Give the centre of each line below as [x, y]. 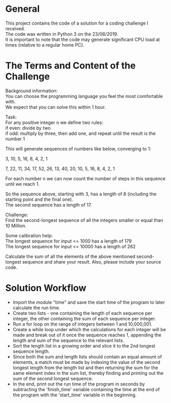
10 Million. [16, 226]
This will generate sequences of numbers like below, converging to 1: [78, 149]
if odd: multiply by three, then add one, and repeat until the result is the [80, 133]
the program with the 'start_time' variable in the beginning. [75, 395]
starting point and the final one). [39, 199]
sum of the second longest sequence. [53, 378]
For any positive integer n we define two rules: [54, 122]
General [23, 9]
